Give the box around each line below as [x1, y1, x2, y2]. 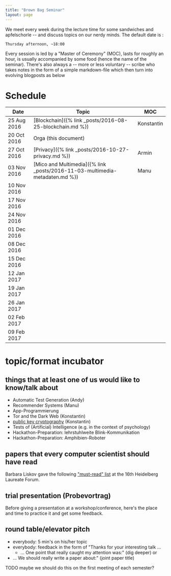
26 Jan [8, 299, 25, 306]
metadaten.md [33, 174, 68, 181]
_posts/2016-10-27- [75, 146, 129, 153]
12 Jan [8, 270, 25, 277]
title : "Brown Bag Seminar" [5, 7, 65, 13]
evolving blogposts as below [5, 72, 65, 78]
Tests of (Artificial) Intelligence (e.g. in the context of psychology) [12, 424, 151, 430]
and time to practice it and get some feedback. [5, 510, 103, 516]
